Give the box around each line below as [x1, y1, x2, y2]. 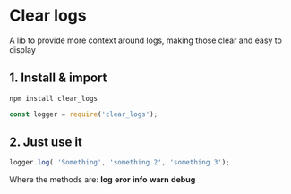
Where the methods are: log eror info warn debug [9, 174, 196, 185]
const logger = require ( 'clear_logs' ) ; [9, 109, 158, 119]
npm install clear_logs [9, 94, 98, 103]
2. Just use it [9, 135, 83, 150]
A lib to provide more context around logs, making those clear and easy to [9, 35, 282, 46]
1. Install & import [9, 71, 107, 86]
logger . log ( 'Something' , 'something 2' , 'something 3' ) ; [9, 158, 230, 167]
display [9, 44, 36, 55]
